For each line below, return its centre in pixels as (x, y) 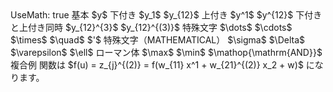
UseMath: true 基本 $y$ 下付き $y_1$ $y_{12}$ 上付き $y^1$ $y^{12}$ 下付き (166, 15)
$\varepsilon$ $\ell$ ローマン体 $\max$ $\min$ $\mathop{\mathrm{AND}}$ (166, 52)
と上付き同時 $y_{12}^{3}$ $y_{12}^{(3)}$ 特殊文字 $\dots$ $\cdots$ (151, 27)
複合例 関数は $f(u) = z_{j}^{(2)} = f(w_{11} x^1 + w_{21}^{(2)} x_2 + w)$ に (162, 65)
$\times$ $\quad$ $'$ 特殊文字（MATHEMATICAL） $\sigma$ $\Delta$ (158, 40)
